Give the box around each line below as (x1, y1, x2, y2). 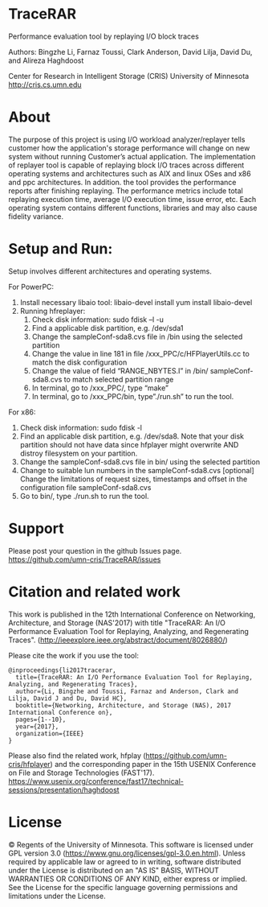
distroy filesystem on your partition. (19, 448, 138, 458)
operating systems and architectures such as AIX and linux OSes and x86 (8, 168, 251, 178)
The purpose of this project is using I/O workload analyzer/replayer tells (8, 134, 246, 144)
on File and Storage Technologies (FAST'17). (8, 768, 155, 777)
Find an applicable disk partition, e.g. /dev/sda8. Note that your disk (19, 431, 245, 441)
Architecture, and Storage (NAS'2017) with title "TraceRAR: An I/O (8, 617, 226, 628)
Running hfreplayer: (19, 306, 86, 315)
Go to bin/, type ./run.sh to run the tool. (19, 491, 150, 501)
